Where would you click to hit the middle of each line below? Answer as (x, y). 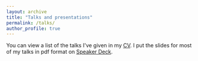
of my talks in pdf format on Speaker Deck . (60, 52)
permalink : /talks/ (31, 23)
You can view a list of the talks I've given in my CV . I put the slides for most (99, 45)
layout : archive (26, 12)
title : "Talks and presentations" (50, 17)
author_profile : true (33, 28)
